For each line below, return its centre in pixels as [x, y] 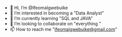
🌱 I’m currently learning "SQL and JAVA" [51, 18]
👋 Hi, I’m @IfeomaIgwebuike [39, 8]
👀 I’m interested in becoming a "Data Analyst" [57, 13]
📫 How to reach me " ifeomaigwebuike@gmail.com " [63, 29]
